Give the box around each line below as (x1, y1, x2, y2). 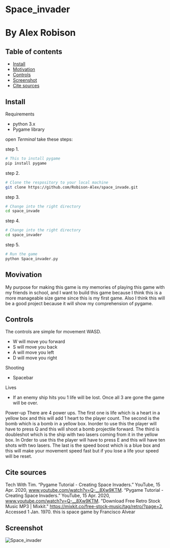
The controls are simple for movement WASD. (5, 329, 101, 335)
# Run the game (5, 252, 38, 257)
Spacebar (12, 375, 34, 381)
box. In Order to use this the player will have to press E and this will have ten (5, 437, 165, 443)
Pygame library (12, 126, 45, 132)
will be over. (12, 400, 38, 406)
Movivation (5, 270, 42, 279)
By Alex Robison (5, 27, 76, 39)
